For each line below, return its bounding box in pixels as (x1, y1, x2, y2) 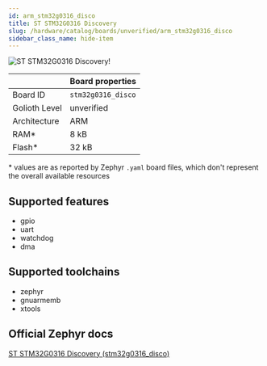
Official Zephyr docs (8, 327, 114, 341)
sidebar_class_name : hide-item (8, 34, 114, 43)
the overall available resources (8, 171, 111, 181)
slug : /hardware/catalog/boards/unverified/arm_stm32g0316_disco (8, 27, 232, 35)
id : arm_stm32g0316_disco (8, 11, 95, 20)
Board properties (69, 76, 137, 87)
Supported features (8, 195, 110, 208)
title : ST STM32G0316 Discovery (8, 19, 117, 27)
